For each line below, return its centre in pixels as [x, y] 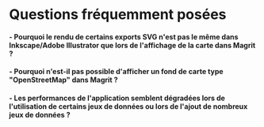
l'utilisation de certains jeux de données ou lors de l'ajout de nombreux [128, 106]
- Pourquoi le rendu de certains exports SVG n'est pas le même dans [124, 36]
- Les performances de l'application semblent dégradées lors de [117, 98]
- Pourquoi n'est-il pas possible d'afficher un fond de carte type [117, 72]
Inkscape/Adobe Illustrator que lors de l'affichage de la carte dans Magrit [132, 45]
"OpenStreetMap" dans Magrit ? [63, 80]
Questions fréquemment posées [118, 15]
